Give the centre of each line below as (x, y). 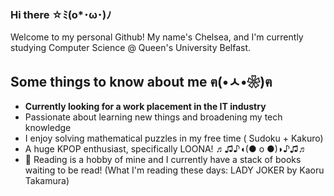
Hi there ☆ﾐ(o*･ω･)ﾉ (61, 14)
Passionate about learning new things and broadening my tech (153, 117)
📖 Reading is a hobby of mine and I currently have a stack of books (163, 160)
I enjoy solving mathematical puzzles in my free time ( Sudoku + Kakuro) (174, 138)
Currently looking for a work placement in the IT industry (145, 107)
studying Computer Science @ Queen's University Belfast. (131, 48)
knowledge (48, 128)
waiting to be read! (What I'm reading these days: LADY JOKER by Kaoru (174, 170)
